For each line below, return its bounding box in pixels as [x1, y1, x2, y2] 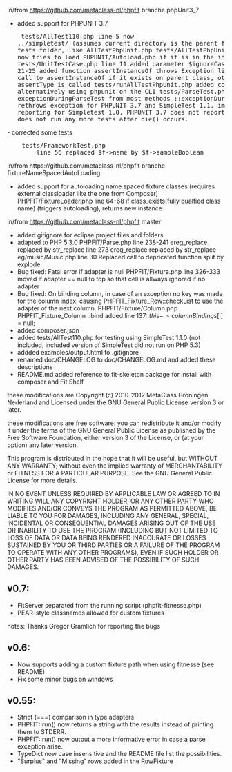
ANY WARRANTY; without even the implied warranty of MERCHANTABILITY [7, 462, 223, 470]
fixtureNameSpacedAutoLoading [7, 169, 101, 177]
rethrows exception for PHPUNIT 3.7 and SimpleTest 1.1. [17, 101, 214, 109]
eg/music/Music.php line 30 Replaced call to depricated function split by [17, 253, 224, 261]
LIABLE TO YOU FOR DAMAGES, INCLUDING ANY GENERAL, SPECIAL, [7, 512, 209, 519]
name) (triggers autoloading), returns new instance [17, 204, 163, 212]
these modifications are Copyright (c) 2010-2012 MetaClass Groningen [7, 391, 209, 399]
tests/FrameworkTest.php [21, 141, 106, 149]
